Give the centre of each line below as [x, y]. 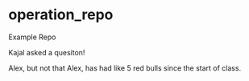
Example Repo [32, 37]
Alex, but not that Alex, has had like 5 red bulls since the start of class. [125, 68]
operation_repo [61, 15]
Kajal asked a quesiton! [47, 52]
